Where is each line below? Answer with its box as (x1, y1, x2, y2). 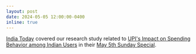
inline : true (6, 19, 38, 25)
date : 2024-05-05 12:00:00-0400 (6, 14, 85, 20)
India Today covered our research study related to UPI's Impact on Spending (6, 35, 191, 42)
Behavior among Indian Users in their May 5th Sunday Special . (6, 41, 157, 48)
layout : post (6, 8, 38, 15)
